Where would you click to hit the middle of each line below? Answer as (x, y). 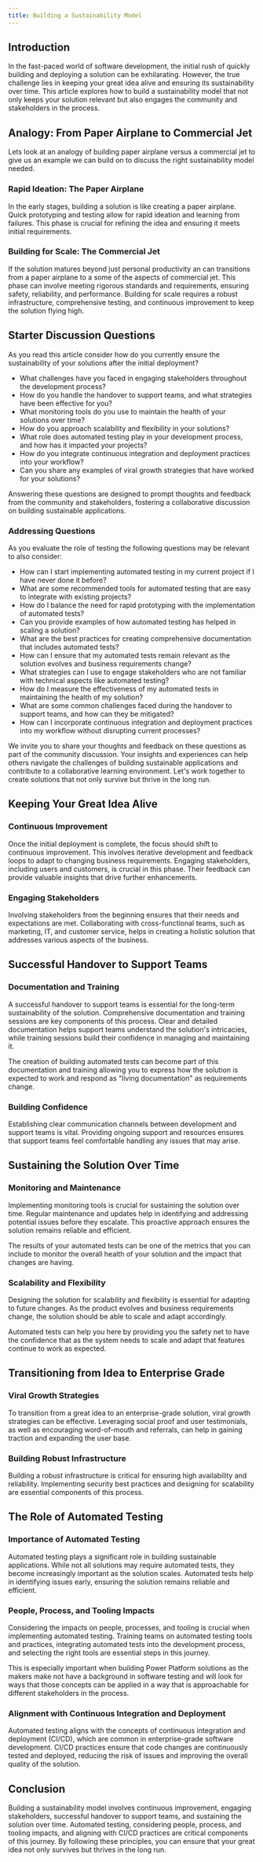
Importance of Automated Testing (74, 1539)
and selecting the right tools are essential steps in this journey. (109, 1652)
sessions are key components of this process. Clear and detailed (113, 1021)
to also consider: (35, 556)
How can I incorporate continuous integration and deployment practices (136, 722)
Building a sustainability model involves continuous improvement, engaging (130, 1808)
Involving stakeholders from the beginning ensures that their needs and (124, 914)
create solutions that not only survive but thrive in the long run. (110, 779)
